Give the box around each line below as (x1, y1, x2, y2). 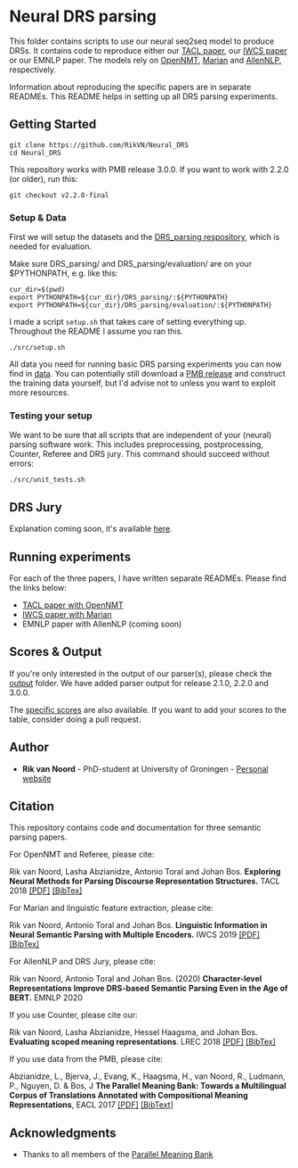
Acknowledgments (9, 1125, 117, 1140)
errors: (9, 458, 34, 469)
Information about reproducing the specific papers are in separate (9, 81, 252, 92)
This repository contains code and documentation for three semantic (9, 823, 262, 833)
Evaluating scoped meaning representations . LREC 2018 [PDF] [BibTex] (9, 1037, 276, 1048)
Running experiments (9, 549, 132, 564)
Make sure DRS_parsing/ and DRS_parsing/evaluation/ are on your (9, 259, 253, 269)
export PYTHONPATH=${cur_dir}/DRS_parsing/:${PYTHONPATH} (9, 293, 229, 302)
